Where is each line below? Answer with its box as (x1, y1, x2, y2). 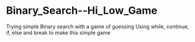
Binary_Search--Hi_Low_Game (6, 4, 158, 17)
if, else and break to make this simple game (6, 29, 111, 36)
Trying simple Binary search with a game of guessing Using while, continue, (6, 23, 189, 30)
